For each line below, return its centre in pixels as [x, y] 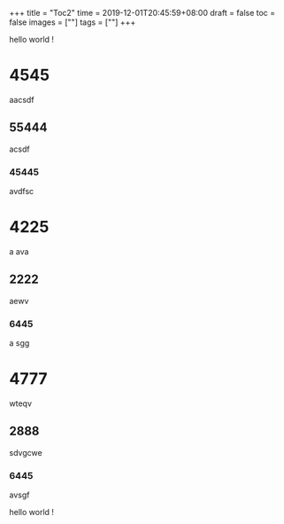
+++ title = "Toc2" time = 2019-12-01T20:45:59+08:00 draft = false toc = [142, 13]
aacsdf [22, 99]
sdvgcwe [26, 452]
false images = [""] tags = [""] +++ [73, 22]
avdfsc [22, 192]
